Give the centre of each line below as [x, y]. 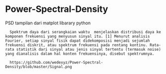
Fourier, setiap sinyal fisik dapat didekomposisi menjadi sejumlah [78, 41]
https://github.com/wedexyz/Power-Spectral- [56, 62]
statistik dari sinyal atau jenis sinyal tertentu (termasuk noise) [89, 49]
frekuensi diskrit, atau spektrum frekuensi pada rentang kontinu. [77, 45]
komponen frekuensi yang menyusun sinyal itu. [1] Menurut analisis [78, 36]
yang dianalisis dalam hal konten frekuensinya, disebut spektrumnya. [80, 54]
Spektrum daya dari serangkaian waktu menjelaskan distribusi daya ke [85, 32]
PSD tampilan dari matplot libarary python [48, 23]
